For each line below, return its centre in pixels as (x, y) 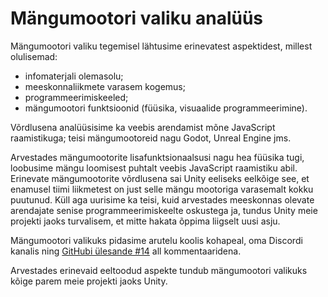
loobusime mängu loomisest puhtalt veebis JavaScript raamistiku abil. (154, 168)
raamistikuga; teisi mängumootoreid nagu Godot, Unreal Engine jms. (151, 138)
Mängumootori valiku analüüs (137, 18)
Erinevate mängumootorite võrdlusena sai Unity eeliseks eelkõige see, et (160, 178)
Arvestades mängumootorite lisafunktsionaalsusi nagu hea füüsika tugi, (157, 157)
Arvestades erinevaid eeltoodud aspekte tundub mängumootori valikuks (159, 270)
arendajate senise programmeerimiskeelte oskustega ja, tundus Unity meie (164, 210)
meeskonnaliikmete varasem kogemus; (105, 86)
